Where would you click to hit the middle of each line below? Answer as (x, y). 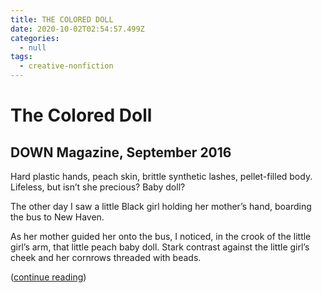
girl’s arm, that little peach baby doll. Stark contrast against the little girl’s (160, 247)
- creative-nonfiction (66, 66)
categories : (35, 38)
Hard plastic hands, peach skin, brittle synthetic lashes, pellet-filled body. (161, 176)
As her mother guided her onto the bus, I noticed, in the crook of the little (161, 236)
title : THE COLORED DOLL (62, 19)
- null (33, 47)
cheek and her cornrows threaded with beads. (106, 257)
